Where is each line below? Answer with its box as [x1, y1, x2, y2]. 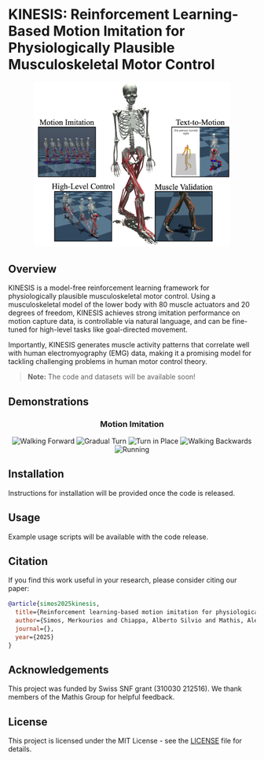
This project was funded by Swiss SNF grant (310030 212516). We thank [8, 684, 242, 693]
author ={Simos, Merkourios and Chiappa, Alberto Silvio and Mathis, [15, 617, 244, 625]
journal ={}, [15, 625, 55, 633]
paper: [8, 584, 30, 593]
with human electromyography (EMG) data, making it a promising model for [8, 348, 252, 358]
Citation [8, 555, 49, 567]
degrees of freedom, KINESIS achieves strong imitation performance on [8, 308, 240, 318]
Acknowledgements [8, 663, 109, 677]
